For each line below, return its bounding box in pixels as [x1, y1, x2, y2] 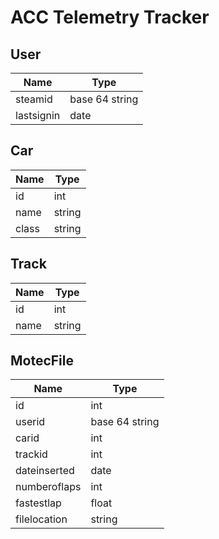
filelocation [15, 512, 68, 526]
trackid [15, 447, 48, 461]
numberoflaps [15, 480, 82, 494]
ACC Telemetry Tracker [10, 6, 210, 29]
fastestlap [15, 496, 62, 510]
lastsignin [15, 109, 61, 122]
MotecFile [10, 352, 75, 370]
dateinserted [15, 464, 75, 478]
